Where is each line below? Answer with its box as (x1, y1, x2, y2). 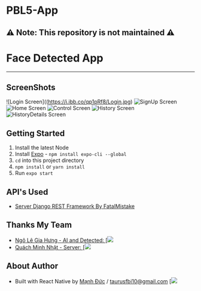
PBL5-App (6, 4, 59, 17)
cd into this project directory (14, 157, 84, 164)
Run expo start (14, 170, 53, 177)
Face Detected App (6, 51, 103, 65)
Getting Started (6, 128, 65, 138)
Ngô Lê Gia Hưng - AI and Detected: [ (14, 237, 108, 244)
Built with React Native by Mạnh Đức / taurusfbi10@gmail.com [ (14, 277, 172, 284)
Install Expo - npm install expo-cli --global (14, 151, 127, 158)
